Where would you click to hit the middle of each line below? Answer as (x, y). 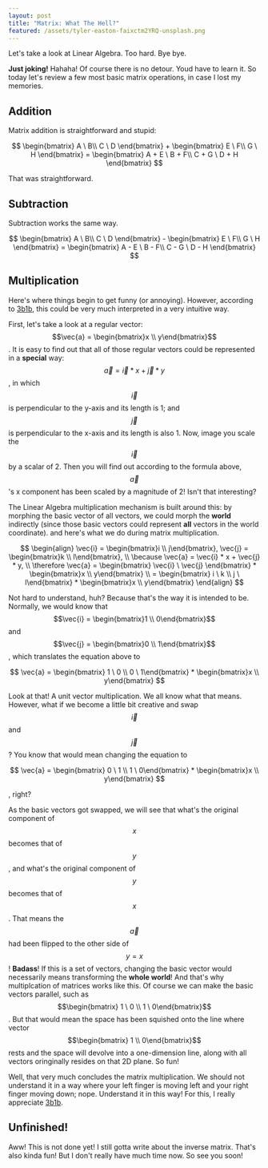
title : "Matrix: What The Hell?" (64, 23)
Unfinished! (38, 1128)
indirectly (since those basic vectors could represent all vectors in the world (134, 524)
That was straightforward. (51, 179)
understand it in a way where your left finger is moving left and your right (128, 1085)
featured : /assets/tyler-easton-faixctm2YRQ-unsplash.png (107, 30)
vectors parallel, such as (49, 994)
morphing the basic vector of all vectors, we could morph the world (120, 515)
